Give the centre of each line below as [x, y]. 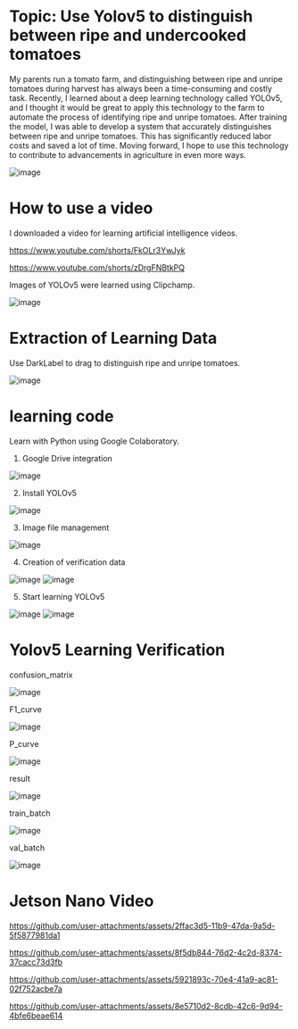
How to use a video [81, 208]
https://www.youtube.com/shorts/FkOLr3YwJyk [97, 250]
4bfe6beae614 [36, 1016]
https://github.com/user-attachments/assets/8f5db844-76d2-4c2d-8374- [146, 952]
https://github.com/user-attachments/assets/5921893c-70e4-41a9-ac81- [144, 979]
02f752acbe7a [36, 989]
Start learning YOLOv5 [63, 596]
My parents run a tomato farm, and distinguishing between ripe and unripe [146, 79]
